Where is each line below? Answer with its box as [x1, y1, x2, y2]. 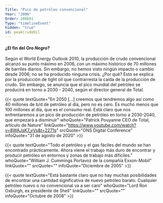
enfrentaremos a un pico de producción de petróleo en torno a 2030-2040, [5, 112, 156, 118]
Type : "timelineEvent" [5, 20, 51, 26]
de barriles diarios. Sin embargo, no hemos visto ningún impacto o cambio [5, 66, 154, 72]
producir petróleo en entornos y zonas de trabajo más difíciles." [5, 152, 133, 159]
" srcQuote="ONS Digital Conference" [56, 127, 133, 133]
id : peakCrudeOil [5, 30, 40, 35]
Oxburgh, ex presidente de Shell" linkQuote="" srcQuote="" [5, 188, 125, 194]
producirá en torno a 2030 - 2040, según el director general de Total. [5, 87, 145, 93]
